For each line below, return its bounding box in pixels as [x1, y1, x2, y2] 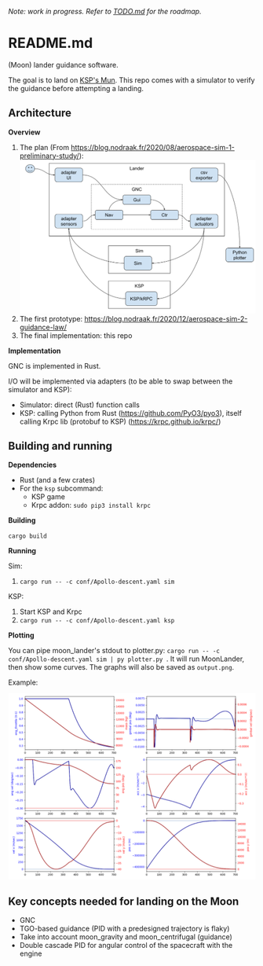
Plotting [8, 630, 35, 640]
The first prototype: [19, 314, 83, 323]
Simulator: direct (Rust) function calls [19, 400, 140, 410]
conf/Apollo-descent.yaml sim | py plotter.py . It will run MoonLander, [8, 654, 245, 663]
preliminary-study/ [19, 151, 80, 160]
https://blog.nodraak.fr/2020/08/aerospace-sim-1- [70, 142, 236, 152]
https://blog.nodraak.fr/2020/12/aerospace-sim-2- [84, 314, 248, 323]
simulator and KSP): [8, 384, 72, 394]
